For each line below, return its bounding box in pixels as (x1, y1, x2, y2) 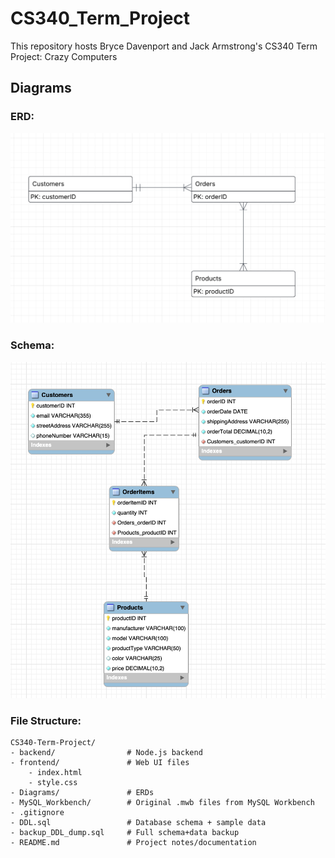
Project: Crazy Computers (10, 50, 118, 62)
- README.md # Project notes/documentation (10, 838, 257, 848)
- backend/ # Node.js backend (10, 748, 203, 758)
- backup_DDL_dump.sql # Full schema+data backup (10, 828, 240, 838)
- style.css (28, 778, 78, 788)
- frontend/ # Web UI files (10, 758, 190, 768)
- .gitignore (10, 808, 65, 818)
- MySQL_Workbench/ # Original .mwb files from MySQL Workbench (10, 798, 315, 808)
